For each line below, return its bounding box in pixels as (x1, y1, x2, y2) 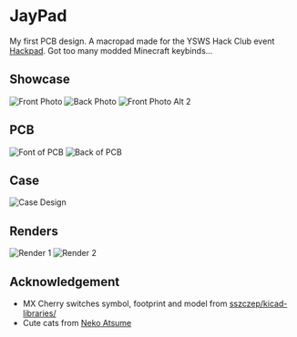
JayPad (9, 5, 67, 26)
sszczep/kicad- (229, 298, 288, 309)
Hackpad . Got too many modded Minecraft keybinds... (9, 45, 213, 56)
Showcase (9, 72, 71, 87)
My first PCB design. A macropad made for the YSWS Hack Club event (9, 36, 275, 46)
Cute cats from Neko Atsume (22, 318, 132, 328)
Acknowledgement (9, 274, 120, 290)
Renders (9, 223, 59, 239)
